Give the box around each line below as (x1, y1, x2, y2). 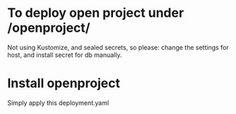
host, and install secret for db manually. (7, 51, 122, 59)
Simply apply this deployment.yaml (7, 99, 110, 107)
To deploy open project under (7, 5, 184, 21)
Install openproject (7, 75, 120, 91)
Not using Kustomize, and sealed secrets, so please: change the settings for (7, 43, 230, 51)
